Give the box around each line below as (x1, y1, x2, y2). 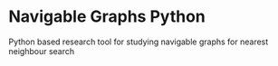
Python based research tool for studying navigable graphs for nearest (8, 36, 269, 47)
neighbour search (8, 45, 75, 56)
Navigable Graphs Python (8, 6, 206, 27)
